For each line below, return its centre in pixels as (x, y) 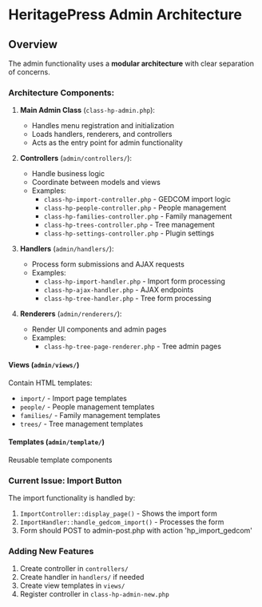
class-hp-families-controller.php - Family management (138, 216)
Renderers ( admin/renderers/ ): (71, 314)
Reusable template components (60, 460)
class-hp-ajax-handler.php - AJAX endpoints (119, 290)
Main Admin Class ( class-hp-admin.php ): (87, 111)
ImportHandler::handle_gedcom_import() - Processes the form (122, 522)
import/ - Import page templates (73, 398)
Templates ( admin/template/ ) (57, 442)
